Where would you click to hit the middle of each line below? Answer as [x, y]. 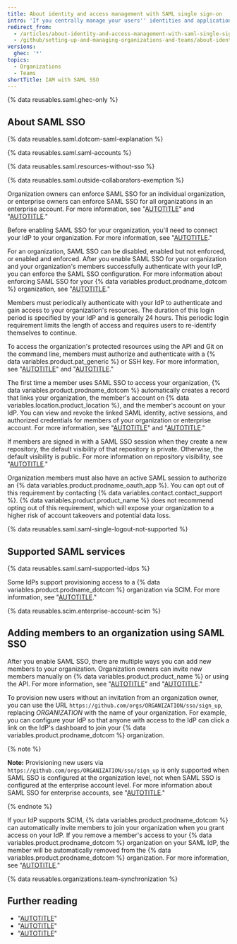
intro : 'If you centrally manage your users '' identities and [101, 21]
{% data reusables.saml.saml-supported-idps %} [79, 568]
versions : [22, 47]
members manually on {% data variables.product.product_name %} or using [118, 676]
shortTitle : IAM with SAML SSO [53, 80]
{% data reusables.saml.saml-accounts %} [69, 153]
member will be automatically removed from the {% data [89, 850]
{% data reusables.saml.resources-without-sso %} [81, 166]
